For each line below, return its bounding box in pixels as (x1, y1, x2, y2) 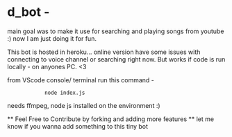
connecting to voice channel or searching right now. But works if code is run (7, 55, 226, 63)
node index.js (44, 89, 85, 96)
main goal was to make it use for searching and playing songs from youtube (7, 27, 224, 35)
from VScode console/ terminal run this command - (7, 75, 155, 84)
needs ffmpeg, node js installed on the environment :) (7, 101, 161, 109)
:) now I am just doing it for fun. (7, 34, 97, 42)
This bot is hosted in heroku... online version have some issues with (7, 48, 201, 56)
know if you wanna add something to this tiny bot (7, 122, 148, 130)
